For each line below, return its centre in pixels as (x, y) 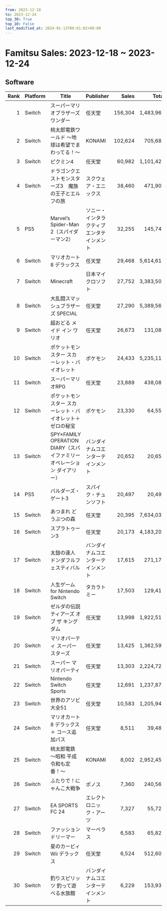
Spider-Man (65, 224)
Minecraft (62, 281)
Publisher (97, 96)
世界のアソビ (65, 700)
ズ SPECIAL (64, 314)
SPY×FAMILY (66, 434)
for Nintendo (65, 591)
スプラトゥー (65, 529)
